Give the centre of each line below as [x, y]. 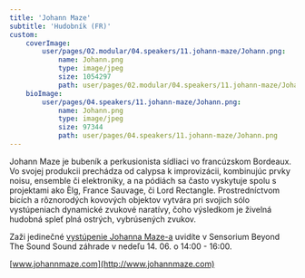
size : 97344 [80, 128]
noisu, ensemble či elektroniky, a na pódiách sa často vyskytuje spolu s [143, 180]
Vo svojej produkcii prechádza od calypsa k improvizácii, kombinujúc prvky [150, 171]
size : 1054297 [84, 77]
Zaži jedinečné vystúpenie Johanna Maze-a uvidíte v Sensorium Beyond [145, 236]
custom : [24, 34]
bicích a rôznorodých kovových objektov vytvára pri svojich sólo [130, 199]
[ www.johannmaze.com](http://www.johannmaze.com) [112, 264]
